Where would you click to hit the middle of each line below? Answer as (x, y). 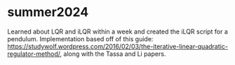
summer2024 (48, 12)
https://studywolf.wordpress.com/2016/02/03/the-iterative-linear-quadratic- (117, 46)
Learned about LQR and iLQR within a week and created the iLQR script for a (117, 31)
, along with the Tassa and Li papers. (113, 54)
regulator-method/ (34, 54)
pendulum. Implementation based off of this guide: (80, 38)
